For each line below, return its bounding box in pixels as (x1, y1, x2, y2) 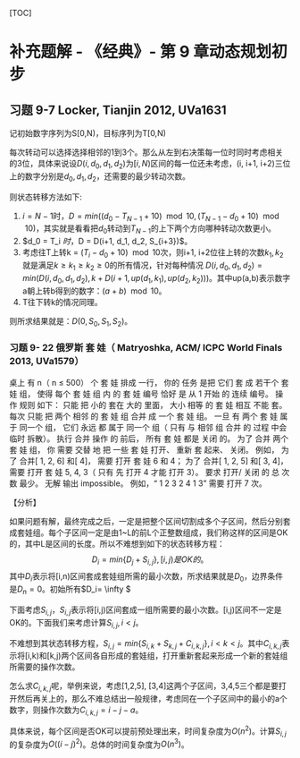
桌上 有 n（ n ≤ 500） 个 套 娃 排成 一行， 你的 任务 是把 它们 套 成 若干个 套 (9, 377, 289, 388)
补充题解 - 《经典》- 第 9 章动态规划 (9, 42, 272, 62)
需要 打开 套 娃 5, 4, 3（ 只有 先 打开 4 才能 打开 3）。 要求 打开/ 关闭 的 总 (9, 466, 279, 477)
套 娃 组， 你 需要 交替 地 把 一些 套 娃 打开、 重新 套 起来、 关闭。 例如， (9, 444, 279, 455)
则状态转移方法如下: (9, 192, 83, 202)
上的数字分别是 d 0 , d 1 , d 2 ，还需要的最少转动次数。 (9, 170, 190, 183)
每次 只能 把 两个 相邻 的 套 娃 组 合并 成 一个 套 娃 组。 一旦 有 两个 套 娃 (9, 411, 279, 422)
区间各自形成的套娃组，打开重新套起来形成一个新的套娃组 (76, 651, 288, 661)
